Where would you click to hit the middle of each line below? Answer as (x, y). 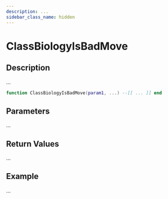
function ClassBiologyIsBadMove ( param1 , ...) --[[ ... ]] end (84, 93)
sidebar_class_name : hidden (41, 17)
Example (22, 176)
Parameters (28, 111)
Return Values (33, 144)
